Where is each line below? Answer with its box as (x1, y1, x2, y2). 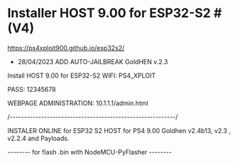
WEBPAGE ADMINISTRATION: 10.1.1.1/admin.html (7, 98, 148, 107)
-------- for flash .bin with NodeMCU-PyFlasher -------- (7, 147, 173, 156)
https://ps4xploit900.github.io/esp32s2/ (7, 43, 125, 52)
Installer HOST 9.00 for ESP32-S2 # (7, 5, 222, 21)
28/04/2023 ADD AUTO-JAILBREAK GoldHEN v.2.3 (17, 57, 168, 65)
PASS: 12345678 (7, 85, 56, 93)
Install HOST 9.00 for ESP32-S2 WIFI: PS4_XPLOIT (7, 71, 156, 80)
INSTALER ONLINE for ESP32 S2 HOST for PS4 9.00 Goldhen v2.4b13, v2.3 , (7, 126, 231, 135)
